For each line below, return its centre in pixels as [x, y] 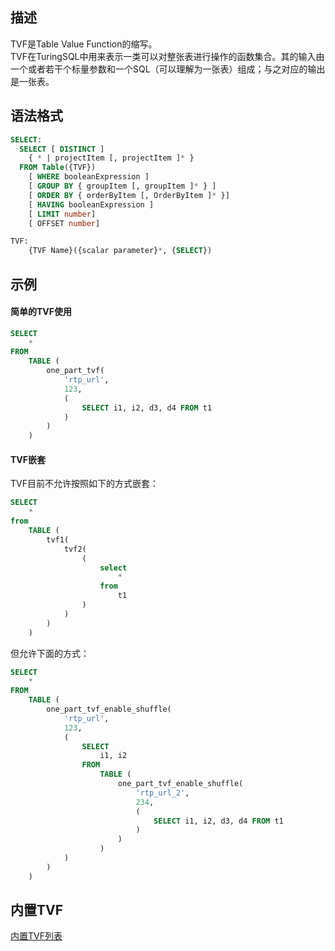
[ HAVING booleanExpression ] [91, 204]
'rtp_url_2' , [162, 793]
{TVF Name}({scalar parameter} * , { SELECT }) [120, 251]
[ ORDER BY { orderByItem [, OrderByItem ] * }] [129, 195]
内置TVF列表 [36, 936]
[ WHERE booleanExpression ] [89, 177]
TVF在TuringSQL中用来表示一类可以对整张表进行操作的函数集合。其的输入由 [167, 56]
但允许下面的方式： [50, 653]
